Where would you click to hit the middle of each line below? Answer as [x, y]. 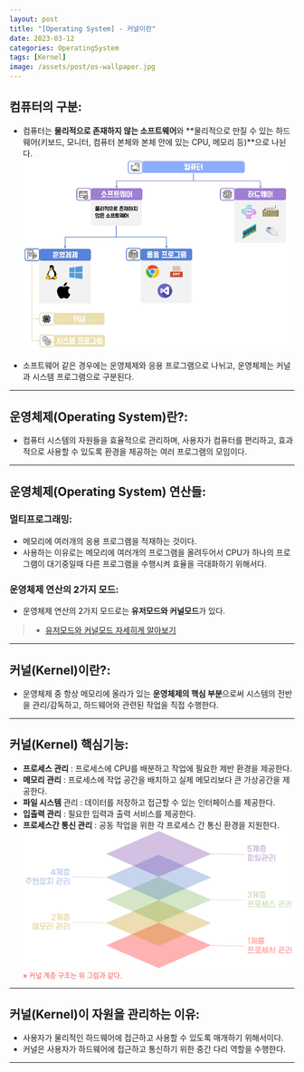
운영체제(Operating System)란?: [99, 417]
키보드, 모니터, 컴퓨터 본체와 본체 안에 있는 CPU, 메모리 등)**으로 [155, 141]
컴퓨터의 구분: [46, 107]
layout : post [34, 19]
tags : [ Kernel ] [38, 58]
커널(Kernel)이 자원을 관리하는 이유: [105, 1014]
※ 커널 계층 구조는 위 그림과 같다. [72, 975]
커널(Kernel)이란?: [60, 670]
